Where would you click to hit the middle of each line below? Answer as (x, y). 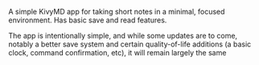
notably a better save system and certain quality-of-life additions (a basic (130, 44)
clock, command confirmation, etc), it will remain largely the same (117, 53)
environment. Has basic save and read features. (88, 20)
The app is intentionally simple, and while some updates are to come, (123, 36)
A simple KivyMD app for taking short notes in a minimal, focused (117, 12)
